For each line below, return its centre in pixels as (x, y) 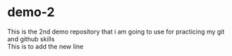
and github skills (31, 38)
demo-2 (31, 12)
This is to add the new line (45, 46)
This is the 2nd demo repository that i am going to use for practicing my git (116, 31)
